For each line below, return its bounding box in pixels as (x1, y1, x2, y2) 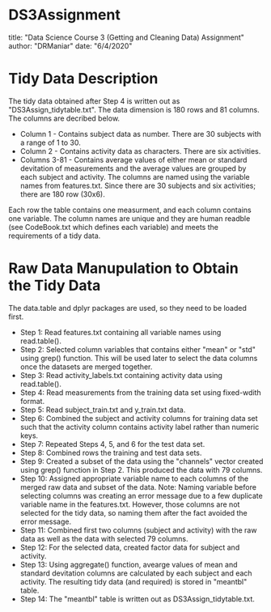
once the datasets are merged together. (19, 362, 153, 372)
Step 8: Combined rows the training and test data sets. (19, 448, 202, 457)
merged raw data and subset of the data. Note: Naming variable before (19, 482, 257, 491)
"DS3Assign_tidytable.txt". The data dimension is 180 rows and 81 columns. (8, 104, 260, 114)
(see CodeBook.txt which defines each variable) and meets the (8, 222, 218, 232)
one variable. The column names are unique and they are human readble (8, 213, 251, 223)
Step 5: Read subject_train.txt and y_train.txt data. (19, 405, 186, 414)
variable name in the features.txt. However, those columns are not (19, 499, 240, 509)
